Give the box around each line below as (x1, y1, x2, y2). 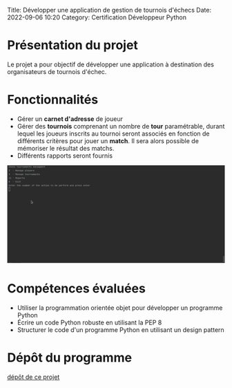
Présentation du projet (7, 37, 138, 53)
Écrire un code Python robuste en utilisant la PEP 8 (17, 318, 162, 327)
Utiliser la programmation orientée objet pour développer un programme (17, 304, 223, 312)
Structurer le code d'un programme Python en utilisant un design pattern (17, 326, 224, 334)
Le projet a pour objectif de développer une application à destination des (7, 60, 214, 68)
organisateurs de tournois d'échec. (7, 67, 107, 75)
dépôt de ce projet (7, 373, 60, 381)
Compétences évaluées (7, 281, 146, 297)
